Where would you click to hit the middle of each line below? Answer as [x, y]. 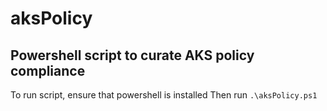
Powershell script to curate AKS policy [132, 55]
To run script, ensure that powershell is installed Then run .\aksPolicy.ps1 [164, 95]
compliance [48, 70]
